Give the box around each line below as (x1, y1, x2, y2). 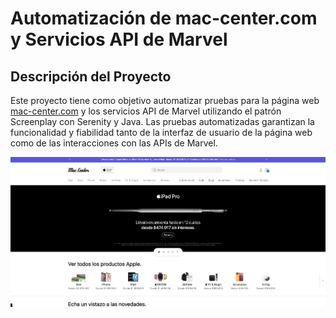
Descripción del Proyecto (10, 68, 172, 85)
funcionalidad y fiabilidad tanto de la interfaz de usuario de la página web (10, 127, 313, 138)
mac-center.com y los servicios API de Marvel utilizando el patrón (10, 105, 282, 117)
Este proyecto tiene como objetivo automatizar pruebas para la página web (10, 95, 320, 106)
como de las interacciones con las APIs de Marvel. (10, 137, 218, 149)
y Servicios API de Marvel (10, 28, 228, 51)
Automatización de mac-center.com (10, 7, 318, 30)
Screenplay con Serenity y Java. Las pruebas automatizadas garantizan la (10, 116, 315, 127)
